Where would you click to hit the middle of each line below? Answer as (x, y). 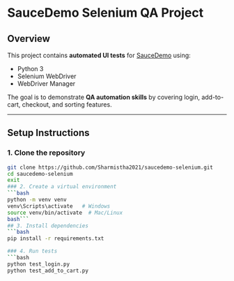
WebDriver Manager (46, 84)
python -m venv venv (37, 200)
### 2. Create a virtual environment (62, 187)
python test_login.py (39, 264)
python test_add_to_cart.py (48, 271)
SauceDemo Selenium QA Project (106, 13)
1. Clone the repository (46, 153)
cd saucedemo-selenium (40, 174)
